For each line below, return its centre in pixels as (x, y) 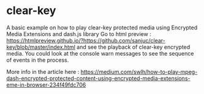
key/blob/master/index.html (41, 47)
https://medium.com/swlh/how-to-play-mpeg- (139, 71)
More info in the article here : (43, 71)
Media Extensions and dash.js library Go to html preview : (79, 34)
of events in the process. (38, 60)
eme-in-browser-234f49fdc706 (46, 85)
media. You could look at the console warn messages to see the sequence (100, 53)
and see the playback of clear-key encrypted (133, 47)
